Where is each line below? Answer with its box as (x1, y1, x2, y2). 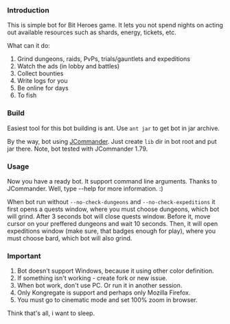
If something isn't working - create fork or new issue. (16, 274, 168, 282)
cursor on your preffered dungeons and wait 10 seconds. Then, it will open (7, 219, 218, 227)
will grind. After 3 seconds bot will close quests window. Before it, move (7, 212, 211, 221)
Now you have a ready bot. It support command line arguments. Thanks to (7, 177, 218, 185)
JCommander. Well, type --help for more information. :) (7, 184, 163, 192)
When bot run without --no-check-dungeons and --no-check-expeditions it (7, 197, 216, 205)
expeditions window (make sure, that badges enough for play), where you (7, 227, 216, 235)
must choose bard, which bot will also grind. (7, 234, 133, 242)
